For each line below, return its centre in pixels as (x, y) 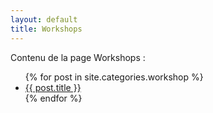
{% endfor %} (53, 98)
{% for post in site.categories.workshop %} (114, 77)
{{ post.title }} (53, 87)
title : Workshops (46, 29)
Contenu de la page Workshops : (78, 57)
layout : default (44, 19)
